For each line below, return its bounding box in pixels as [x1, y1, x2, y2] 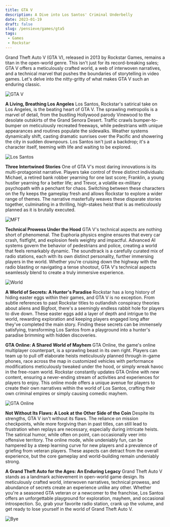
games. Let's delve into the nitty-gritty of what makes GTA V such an [5, 76, 149, 82]
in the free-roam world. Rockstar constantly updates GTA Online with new [5, 368, 159, 375]
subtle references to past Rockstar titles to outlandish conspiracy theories [5, 299, 160, 306]
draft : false [5, 21, 33, 27]
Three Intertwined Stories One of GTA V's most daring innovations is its [5, 163, 156, 170]
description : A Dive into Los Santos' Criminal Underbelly [5, 12, 133, 17]
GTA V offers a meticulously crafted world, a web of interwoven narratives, [5, 65, 161, 71]
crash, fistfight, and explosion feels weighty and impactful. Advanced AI [5, 237, 156, 243]
